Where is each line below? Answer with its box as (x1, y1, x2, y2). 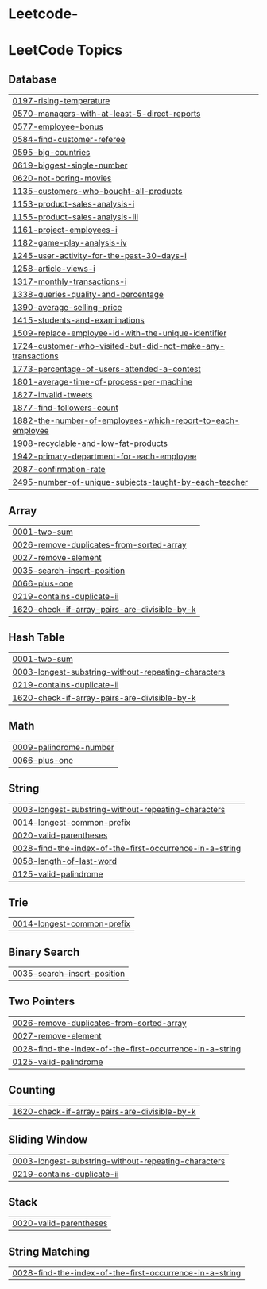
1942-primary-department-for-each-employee (12, 451, 197, 462)
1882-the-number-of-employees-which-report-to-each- (12, 415, 240, 426)
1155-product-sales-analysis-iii (12, 211, 139, 223)
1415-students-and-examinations (12, 315, 145, 326)
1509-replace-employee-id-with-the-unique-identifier (12, 327, 227, 339)
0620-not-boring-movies (12, 172, 112, 184)
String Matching (8, 1244, 90, 1258)
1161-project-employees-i (12, 224, 118, 235)
